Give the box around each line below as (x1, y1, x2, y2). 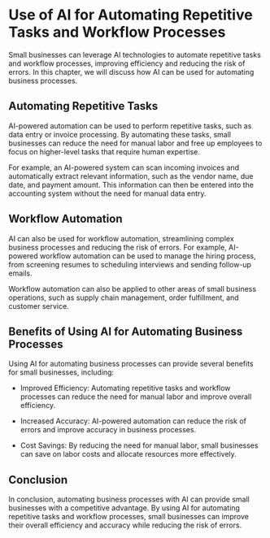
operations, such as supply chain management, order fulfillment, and (8, 293, 239, 302)
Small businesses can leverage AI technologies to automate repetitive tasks (8, 50, 262, 59)
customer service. (8, 301, 69, 310)
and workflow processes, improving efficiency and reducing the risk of (8, 59, 246, 68)
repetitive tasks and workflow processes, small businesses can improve (8, 512, 250, 522)
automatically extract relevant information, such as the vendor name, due (8, 171, 254, 180)
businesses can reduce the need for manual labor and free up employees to (8, 138, 263, 148)
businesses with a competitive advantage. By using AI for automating (8, 503, 240, 513)
